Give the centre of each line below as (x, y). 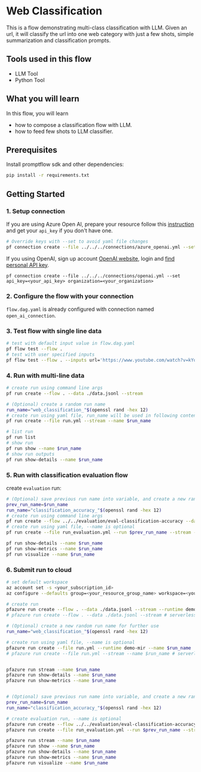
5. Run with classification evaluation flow (67, 475)
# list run (20, 432)
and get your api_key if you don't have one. (60, 230)
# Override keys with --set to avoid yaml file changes (77, 241)
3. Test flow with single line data (54, 331)
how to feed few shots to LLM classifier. (64, 131)
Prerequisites (32, 150)
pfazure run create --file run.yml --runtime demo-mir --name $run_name (99, 648)
